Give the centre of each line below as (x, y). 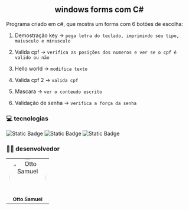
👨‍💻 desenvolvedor (33, 149)
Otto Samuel (27, 199)
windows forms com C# (99, 10)
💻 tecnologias (27, 119)
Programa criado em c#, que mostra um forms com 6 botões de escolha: (94, 24)
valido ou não (32, 58)
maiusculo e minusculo (43, 41)
